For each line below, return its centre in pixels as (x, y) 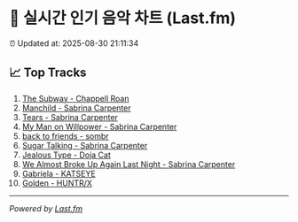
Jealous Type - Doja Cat (66, 155)
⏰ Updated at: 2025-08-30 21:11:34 (74, 43)
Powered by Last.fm (46, 208)
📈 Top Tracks (48, 73)
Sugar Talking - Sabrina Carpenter (85, 145)
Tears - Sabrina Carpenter (70, 117)
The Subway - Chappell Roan (75, 98)
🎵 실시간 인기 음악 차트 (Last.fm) (123, 18)
